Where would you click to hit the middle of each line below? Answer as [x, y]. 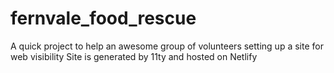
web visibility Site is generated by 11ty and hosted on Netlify [134, 56]
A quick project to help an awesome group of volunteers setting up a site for [167, 46]
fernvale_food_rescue [103, 18]
